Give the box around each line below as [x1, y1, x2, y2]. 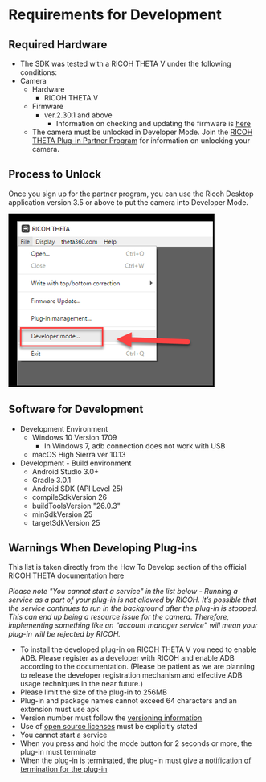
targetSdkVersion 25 [31, 518, 100, 527]
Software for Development [8, 403, 144, 416]
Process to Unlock [8, 167, 102, 182]
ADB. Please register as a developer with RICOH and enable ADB [19, 653, 235, 663]
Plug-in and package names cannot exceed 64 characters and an [19, 696, 237, 706]
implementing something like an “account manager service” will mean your [8, 620, 258, 630]
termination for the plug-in [19, 764, 108, 774]
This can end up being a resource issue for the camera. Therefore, [8, 612, 230, 622]
